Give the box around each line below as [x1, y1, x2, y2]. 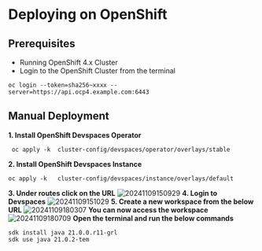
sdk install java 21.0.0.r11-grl [8, 228, 118, 237]
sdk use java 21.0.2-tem [8, 235, 90, 243]
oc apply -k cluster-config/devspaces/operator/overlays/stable [11, 146, 231, 153]
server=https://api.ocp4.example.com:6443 [8, 88, 149, 96]
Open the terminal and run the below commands [72, 213, 234, 223]
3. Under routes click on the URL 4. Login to [8, 188, 218, 197]
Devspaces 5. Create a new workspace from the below [8, 197, 254, 206]
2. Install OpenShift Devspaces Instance [8, 159, 142, 168]
